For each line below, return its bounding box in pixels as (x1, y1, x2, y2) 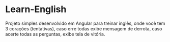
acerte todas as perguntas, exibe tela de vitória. (5, 31, 105, 37)
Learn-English (5, 4, 67, 15)
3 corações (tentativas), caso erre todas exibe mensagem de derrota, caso (5, 25, 162, 31)
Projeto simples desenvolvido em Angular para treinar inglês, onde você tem (5, 20, 165, 26)
